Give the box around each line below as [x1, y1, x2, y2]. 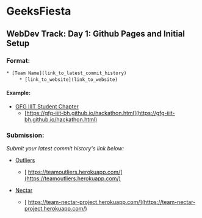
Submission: [6, 131, 45, 139]
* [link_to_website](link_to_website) [19, 76, 118, 83]
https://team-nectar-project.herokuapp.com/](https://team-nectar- [27, 199, 196, 206]
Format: [6, 56, 31, 65]
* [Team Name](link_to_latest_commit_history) [6, 70, 127, 76]
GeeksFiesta [6, 4, 71, 18]
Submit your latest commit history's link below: [6, 145, 124, 152]
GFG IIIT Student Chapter [15, 103, 79, 110]
